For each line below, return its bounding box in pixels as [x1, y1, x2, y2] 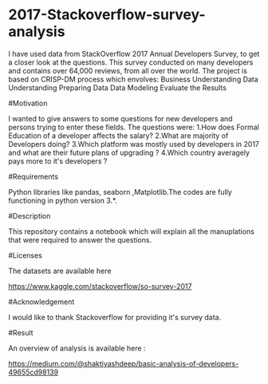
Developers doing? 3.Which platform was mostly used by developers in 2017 [8, 139, 260, 148]
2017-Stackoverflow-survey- [8, 6, 206, 24]
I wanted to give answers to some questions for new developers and [8, 113, 233, 123]
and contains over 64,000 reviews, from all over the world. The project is [8, 65, 247, 75]
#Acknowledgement [8, 297, 75, 307]
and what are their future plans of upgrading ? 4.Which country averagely [8, 148, 250, 157]
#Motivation [8, 98, 48, 108]
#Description [8, 211, 51, 220]
